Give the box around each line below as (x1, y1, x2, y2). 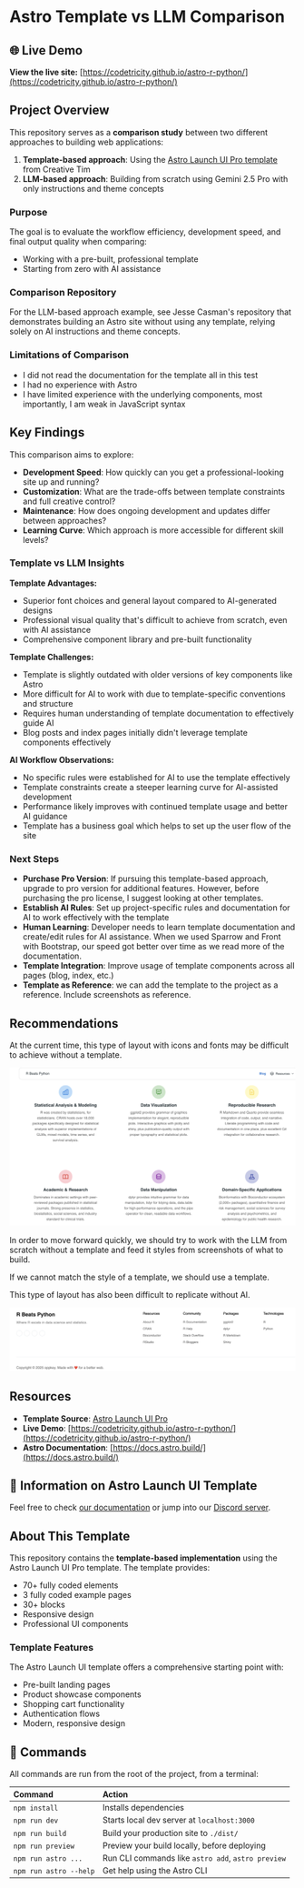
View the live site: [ (9, 66, 83, 77)
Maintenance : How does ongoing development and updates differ (22, 505, 270, 516)
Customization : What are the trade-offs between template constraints (22, 486, 286, 497)
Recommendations (9, 1016, 119, 1031)
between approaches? (22, 515, 107, 526)
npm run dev (13, 1816, 59, 1825)
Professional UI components (22, 1619, 129, 1630)
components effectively (22, 737, 112, 748)
